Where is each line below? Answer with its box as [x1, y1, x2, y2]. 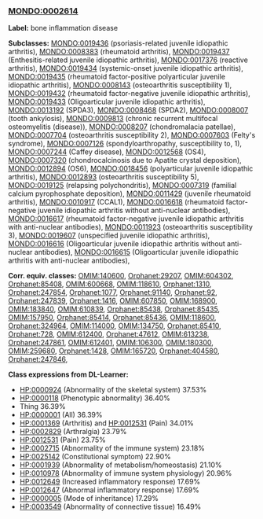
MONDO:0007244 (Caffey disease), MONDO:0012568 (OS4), [8, 147, 206, 156]
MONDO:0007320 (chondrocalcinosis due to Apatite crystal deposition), [8, 156, 242, 165]
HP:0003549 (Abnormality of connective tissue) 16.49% [19, 502, 202, 512]
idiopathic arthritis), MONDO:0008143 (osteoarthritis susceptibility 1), [8, 80, 232, 90]
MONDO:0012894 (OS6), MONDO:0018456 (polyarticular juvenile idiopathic [8, 164, 254, 174]
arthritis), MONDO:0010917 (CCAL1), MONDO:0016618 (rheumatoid [8, 197, 225, 207]
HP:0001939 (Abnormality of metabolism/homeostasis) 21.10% [19, 460, 222, 469]
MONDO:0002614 [8, 6, 79, 17]
